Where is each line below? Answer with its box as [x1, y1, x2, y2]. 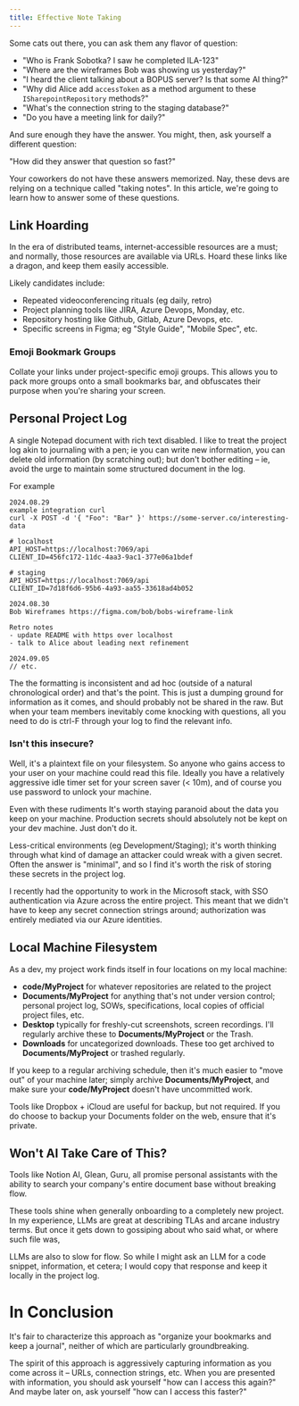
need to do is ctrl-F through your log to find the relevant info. [9, 715, 233, 726]
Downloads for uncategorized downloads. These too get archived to [21, 1037, 275, 1049]
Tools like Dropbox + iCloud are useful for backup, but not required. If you [9, 1101, 281, 1111]
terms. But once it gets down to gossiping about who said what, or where [9, 1225, 278, 1235]
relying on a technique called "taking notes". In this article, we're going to [9, 182, 278, 193]
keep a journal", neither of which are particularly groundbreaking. [9, 1341, 250, 1352]
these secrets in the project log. [9, 868, 127, 879]
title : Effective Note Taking [9, 12, 122, 22]
